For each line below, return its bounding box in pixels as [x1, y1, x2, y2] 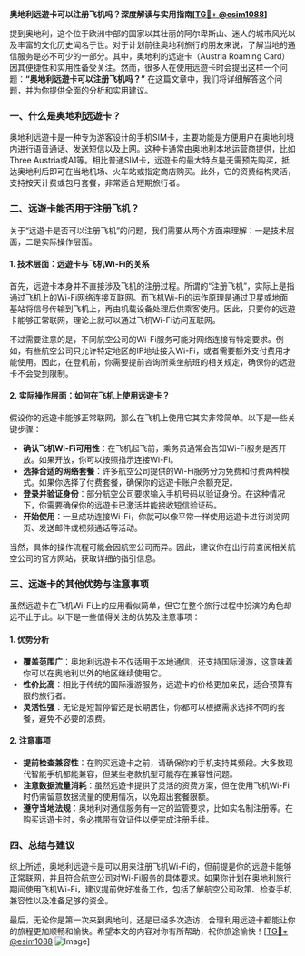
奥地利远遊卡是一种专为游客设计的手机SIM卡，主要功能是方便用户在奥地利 [9, 132, 287, 143]
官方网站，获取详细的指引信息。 [40, 553, 161, 564]
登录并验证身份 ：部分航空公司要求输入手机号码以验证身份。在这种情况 [22, 488, 286, 498]
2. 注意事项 [9, 735, 52, 746]
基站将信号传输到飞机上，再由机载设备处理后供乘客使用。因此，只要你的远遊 [9, 303, 296, 314]
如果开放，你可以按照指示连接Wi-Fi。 [38, 454, 179, 465]
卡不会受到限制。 [9, 368, 74, 379]
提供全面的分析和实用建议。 [48, 85, 152, 95]
